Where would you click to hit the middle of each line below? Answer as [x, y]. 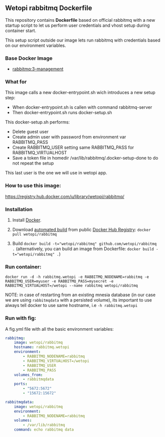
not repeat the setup [33, 163]
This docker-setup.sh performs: [38, 122]
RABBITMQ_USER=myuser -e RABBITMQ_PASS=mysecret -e [59, 281]
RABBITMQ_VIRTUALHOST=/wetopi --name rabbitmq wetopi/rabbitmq [72, 286]
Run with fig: [21, 318]
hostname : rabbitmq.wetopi [42, 347]
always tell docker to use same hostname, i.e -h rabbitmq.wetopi [71, 306]
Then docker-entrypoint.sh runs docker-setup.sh [62, 113]
